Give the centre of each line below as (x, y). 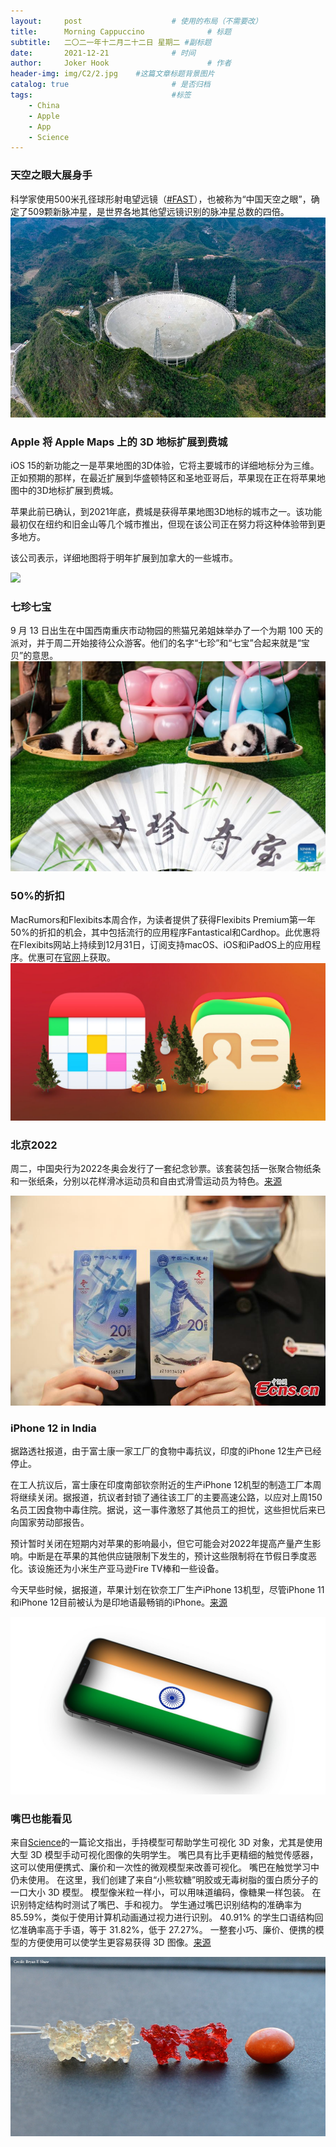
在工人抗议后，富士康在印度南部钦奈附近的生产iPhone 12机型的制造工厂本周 (166, 1485)
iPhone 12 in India (53, 1428)
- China (44, 105)
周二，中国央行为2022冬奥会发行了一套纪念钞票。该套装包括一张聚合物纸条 (166, 1169)
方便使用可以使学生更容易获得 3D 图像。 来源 (119, 1942)
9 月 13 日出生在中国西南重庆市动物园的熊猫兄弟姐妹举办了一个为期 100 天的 (167, 631)
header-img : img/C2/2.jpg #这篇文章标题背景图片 (112, 74)
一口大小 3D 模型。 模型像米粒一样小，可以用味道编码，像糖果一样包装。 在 (166, 1892)
